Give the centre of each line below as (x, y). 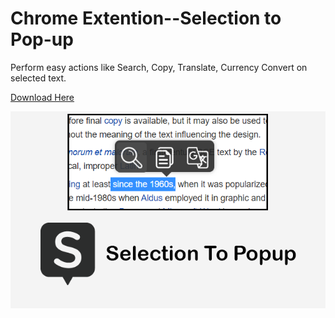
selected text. (38, 78)
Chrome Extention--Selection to (146, 18)
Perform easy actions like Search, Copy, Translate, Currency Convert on (159, 67)
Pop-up (42, 39)
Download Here (42, 97)
